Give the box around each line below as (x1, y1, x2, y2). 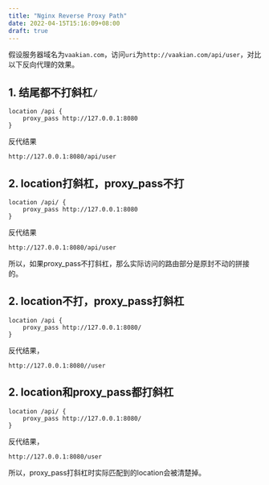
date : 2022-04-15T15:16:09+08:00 (8, 19, 120, 27)
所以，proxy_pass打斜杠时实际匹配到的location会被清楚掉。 (8, 467, 206, 477)
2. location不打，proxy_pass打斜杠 (8, 294, 185, 308)
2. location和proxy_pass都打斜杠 (8, 385, 174, 399)
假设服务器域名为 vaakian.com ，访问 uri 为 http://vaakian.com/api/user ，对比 (8, 50, 262, 60)
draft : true (8, 27, 48, 35)
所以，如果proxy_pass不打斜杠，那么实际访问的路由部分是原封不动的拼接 (8, 259, 251, 268)
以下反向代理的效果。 (8, 60, 79, 69)
